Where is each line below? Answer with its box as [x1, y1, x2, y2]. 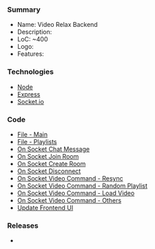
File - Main [17, 130, 48, 139]
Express [17, 90, 41, 98]
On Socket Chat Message [17, 145, 90, 153]
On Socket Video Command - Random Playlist [17, 181, 148, 190]
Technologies [7, 67, 54, 77]
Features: [17, 50, 45, 58]
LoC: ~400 [17, 35, 48, 43]
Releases [7, 221, 39, 230]
